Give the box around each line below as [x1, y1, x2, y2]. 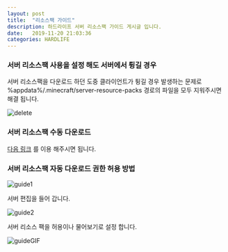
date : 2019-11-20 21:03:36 [7, 29, 92, 37]
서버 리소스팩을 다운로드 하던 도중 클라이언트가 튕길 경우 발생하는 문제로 [7, 77, 202, 86]
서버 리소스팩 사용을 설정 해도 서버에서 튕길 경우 [7, 61, 157, 70]
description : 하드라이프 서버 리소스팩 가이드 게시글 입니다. [7, 23, 162, 30]
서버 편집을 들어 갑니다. [7, 194, 71, 203]
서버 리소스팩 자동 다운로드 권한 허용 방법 [7, 164, 136, 173]
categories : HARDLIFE [7, 36, 70, 43]
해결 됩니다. [7, 95, 40, 103]
